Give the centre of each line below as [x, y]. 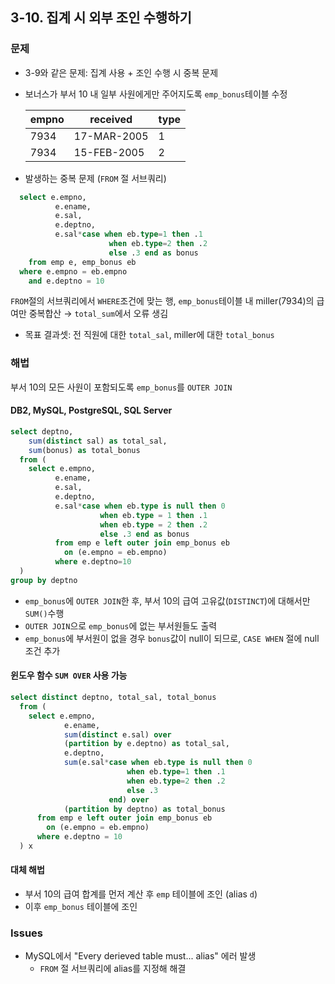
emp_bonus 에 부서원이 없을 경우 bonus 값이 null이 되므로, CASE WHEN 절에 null [172, 638]
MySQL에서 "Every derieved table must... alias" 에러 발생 [140, 956]
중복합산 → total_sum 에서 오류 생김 [98, 314]
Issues [27, 933]
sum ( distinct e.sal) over [117, 734]
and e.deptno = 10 [66, 281]
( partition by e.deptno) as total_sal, [146, 744]
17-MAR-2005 [111, 136]
